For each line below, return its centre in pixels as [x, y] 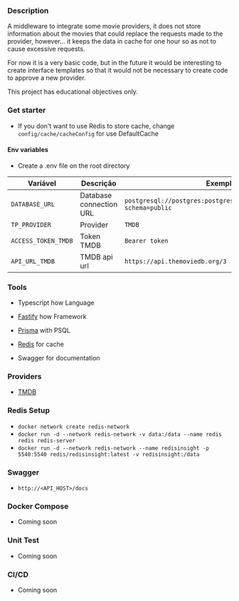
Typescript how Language [56, 303]
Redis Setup [29, 410]
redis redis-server [47, 440]
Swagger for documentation [59, 358]
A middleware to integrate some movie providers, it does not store [104, 26]
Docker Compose [38, 506]
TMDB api [96, 257]
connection [99, 204]
